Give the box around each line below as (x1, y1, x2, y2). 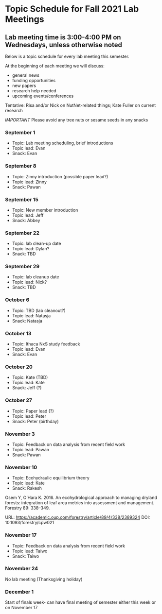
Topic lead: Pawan (12, 446, 50, 452)
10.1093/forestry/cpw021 (5, 520, 54, 526)
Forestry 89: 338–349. (5, 505, 50, 511)
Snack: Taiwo (12, 553, 39, 559)
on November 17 (5, 605, 38, 611)
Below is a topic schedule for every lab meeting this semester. (5, 53, 130, 59)
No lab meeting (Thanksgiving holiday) (5, 576, 83, 582)
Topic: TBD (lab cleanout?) (12, 307, 66, 313)
